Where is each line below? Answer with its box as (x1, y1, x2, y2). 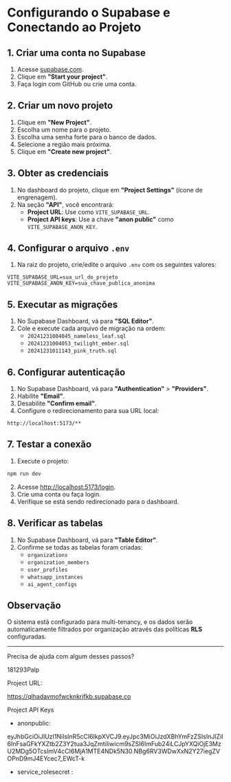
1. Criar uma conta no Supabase (7, 47, 146, 59)
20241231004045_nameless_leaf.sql (27, 333, 126, 340)
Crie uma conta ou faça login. (16, 490, 101, 498)
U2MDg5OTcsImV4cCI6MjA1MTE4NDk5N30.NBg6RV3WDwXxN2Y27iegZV (7, 747, 221, 756)
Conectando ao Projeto (7, 19, 142, 35)
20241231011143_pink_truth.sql (27, 348, 118, 354)
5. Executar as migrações (7, 299, 118, 310)
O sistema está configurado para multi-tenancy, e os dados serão (7, 618, 193, 626)
